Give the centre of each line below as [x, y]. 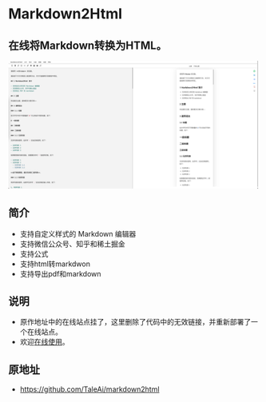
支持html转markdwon [55, 264]
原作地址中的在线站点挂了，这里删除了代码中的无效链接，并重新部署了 [135, 322]
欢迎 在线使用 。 [44, 342]
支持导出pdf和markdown [60, 273]
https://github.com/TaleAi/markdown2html [89, 389]
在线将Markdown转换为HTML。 [88, 45]
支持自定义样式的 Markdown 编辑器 [78, 233]
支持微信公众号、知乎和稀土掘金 [72, 244]
